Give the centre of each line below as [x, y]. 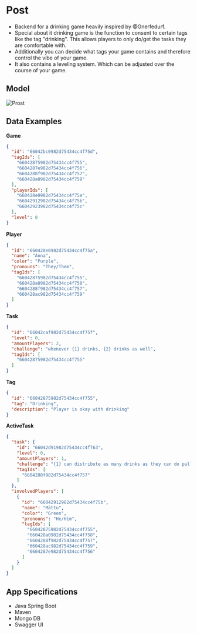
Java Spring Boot [35, 606]
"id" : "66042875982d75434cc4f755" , [55, 398]
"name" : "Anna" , [31, 256]
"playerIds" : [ [30, 190]
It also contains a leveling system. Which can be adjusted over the [94, 64]
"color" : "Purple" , [35, 261]
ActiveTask [20, 426]
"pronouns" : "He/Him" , [49, 519]
